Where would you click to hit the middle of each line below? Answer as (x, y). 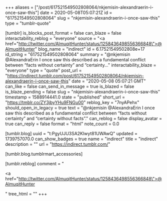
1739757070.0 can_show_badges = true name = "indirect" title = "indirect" (82, 139)
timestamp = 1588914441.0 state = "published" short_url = (65, 97)
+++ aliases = (19, 7)
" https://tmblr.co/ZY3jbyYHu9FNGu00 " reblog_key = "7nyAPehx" (72, 102)
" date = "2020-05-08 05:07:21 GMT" (107, 81)
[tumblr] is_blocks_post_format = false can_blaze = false (63, 33)
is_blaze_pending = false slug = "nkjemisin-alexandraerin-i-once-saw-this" (83, 92)
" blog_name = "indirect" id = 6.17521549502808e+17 (90, 49)
